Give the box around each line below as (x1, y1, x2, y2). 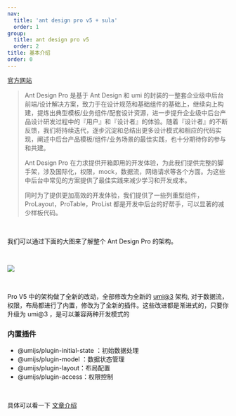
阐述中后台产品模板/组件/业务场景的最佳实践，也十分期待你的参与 (37, 135, 226, 143)
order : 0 (7, 56, 33, 63)
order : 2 (13, 43, 39, 50)
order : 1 (13, 23, 39, 30)
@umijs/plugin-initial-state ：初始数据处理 (17, 347, 139, 355)
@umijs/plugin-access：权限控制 (17, 373, 114, 381)
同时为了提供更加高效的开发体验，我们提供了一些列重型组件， (24, 191, 204, 199)
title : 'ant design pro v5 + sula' (13, 17, 118, 24)
